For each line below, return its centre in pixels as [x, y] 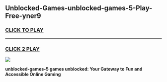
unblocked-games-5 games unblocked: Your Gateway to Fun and [74, 69]
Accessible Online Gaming [33, 74]
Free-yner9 [23, 16]
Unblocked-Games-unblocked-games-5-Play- [79, 8]
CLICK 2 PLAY [22, 49]
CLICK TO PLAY [24, 30]
